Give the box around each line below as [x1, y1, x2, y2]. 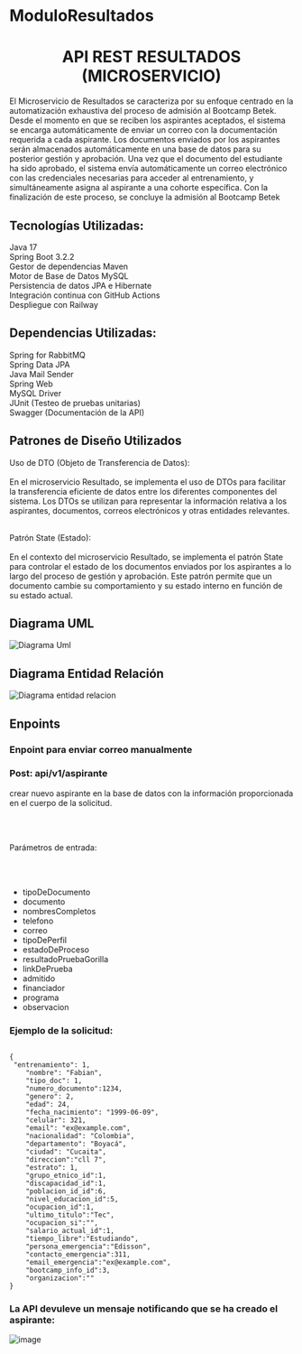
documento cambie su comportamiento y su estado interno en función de [9, 580, 283, 591]
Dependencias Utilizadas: [9, 326, 157, 341]
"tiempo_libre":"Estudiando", [25, 1234, 140, 1244]
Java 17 [9, 241, 38, 253]
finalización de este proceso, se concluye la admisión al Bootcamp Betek [9, 191, 280, 203]
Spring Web [9, 378, 53, 389]
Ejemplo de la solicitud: [9, 1024, 114, 1036]
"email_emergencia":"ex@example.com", [25, 1258, 171, 1267]
